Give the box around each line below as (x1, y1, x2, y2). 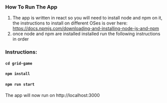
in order (12, 36, 29, 42)
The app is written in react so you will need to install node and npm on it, (12, 15, 163, 21)
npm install (5, 71, 30, 76)
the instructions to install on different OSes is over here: (12, 20, 128, 26)
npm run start (5, 82, 35, 87)
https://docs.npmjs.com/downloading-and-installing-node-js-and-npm (12, 25, 159, 31)
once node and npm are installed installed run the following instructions (12, 31, 160, 37)
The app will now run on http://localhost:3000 (5, 92, 100, 98)
